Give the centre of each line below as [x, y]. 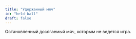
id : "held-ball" [21, 14]
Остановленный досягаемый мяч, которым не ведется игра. [68, 32]
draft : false [18, 18]
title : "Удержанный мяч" [30, 9]
